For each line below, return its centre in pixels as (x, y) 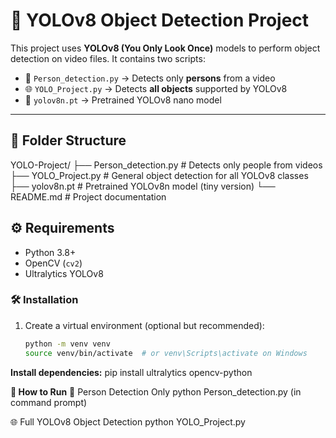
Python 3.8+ (50, 252)
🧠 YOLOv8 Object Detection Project (160, 20)
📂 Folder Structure (68, 140)
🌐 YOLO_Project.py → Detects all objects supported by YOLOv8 (156, 88)
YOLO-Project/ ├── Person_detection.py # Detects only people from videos (166, 165)
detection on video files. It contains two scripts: (108, 58)
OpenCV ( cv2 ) (53, 263)
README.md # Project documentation (88, 196)
